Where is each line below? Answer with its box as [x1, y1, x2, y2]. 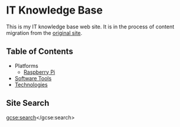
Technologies [14, 81, 48, 88]
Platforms [14, 62, 38, 69]
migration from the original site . [6, 29, 83, 36]
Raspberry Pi [23, 69, 55, 76]
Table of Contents [6, 47, 74, 57]
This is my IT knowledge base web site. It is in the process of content [6, 23, 175, 30]
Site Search [6, 98, 50, 108]
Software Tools [14, 74, 52, 82]
